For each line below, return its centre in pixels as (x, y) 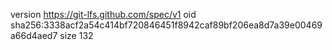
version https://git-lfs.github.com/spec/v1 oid (103, 14)
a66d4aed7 (34, 35)
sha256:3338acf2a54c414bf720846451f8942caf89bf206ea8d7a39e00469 (166, 25)
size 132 (76, 35)
